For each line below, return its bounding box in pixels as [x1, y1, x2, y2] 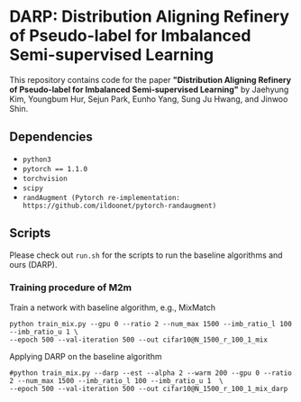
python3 [22, 155, 51, 164]
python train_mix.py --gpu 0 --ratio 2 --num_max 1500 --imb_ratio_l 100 [9, 319, 293, 328]
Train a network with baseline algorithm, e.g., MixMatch [9, 302, 216, 313]
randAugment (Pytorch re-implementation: [22, 193, 180, 202]
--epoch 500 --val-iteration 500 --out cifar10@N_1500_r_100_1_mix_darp [9, 384, 288, 393]
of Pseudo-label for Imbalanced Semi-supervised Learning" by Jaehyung [9, 84, 289, 95]
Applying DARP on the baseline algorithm [9, 351, 162, 361]
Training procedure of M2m [9, 281, 132, 294]
